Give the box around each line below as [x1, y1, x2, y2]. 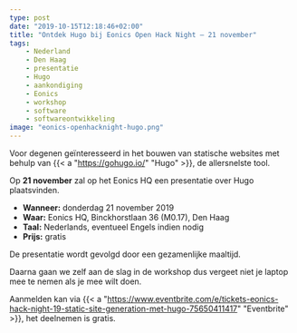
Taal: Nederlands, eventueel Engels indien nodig [22, 221, 204, 232]
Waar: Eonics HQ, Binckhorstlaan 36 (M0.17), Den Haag [22, 212, 230, 222]
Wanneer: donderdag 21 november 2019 [22, 202, 175, 213]
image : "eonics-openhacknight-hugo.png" [9, 123, 165, 132]
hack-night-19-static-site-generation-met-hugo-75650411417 [9, 303, 238, 314]
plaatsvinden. [9, 185, 61, 195]
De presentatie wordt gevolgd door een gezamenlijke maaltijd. [9, 249, 242, 260]
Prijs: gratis [22, 231, 66, 241]
